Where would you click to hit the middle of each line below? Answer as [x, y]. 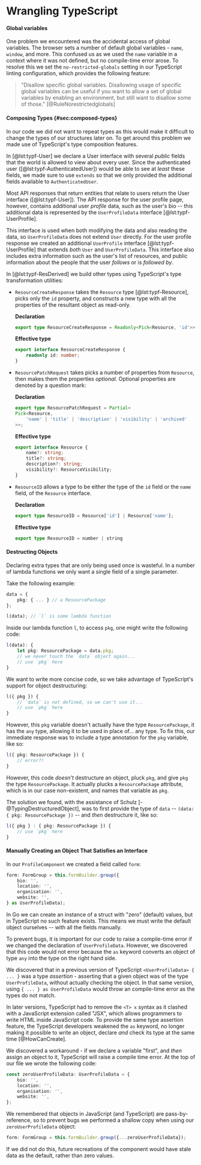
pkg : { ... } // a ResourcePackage [61, 600]
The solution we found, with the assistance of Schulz [72, 802]
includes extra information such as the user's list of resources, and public [97, 256]
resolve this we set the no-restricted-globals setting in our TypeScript [94, 67]
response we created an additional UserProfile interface [76, 243]
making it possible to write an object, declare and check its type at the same [100, 1032]
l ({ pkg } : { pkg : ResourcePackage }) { [59, 826]
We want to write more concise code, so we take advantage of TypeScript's [100, 679]
